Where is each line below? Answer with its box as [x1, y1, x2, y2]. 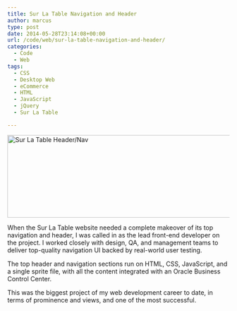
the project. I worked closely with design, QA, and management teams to [7, 238, 219, 247]
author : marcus [7, 17, 52, 24]
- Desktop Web [13, 76, 55, 83]
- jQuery [13, 102, 39, 110]
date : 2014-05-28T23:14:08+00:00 [7, 30, 106, 37]
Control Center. [7, 274, 51, 283]
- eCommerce [13, 83, 49, 90]
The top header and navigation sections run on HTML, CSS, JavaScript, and [7, 259, 228, 268]
